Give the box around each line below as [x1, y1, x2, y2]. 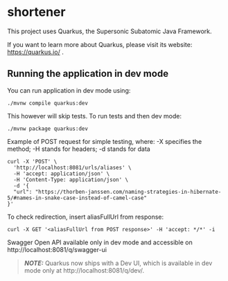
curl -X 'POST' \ [7, 158, 58, 165]
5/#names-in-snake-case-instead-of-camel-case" [7, 194, 148, 201]
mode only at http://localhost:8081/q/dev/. [24, 266, 144, 274]
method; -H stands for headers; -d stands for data [7, 145, 150, 153]
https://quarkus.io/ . [7, 48, 64, 56]
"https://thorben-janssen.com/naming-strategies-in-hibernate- [35, 188, 222, 195]
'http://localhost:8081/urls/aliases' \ [13, 164, 132, 171]
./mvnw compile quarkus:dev [7, 100, 89, 107]
